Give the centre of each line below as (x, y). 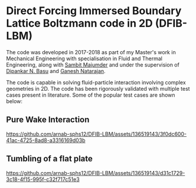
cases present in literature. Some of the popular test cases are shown (91, 95)
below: (14, 101)
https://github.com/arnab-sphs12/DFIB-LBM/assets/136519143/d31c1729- (96, 173)
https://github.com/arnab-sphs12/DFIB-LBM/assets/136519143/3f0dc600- (97, 134)
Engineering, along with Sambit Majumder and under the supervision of (93, 65)
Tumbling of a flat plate (50, 159)
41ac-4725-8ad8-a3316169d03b (46, 140)
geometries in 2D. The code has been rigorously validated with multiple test (98, 88)
